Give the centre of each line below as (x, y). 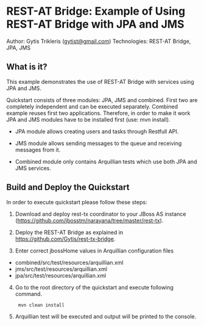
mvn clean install (41, 305)
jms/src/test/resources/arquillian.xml (61, 269)
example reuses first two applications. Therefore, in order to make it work (98, 113)
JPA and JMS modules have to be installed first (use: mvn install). (88, 119)
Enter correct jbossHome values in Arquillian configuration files (94, 250)
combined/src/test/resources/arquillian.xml (69, 262)
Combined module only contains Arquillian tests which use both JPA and (106, 161)
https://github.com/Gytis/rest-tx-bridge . (65, 239)
